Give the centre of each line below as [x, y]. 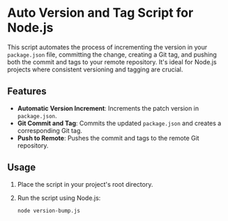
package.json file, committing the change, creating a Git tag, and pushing [112, 55]
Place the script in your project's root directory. [85, 184]
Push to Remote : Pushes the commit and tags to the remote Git [108, 138]
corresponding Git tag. [50, 130]
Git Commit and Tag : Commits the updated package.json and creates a [119, 123]
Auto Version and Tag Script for [100, 13]
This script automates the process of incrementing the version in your [107, 47]
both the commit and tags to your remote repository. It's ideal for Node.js [112, 62]
